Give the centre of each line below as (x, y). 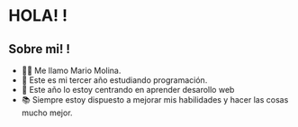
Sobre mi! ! (40, 49)
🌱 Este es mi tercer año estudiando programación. (114, 80)
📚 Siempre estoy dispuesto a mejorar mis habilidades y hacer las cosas (155, 100)
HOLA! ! (38, 16)
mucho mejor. (47, 113)
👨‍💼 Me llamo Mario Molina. (71, 70)
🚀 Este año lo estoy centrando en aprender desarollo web (128, 90)
